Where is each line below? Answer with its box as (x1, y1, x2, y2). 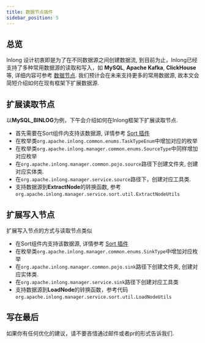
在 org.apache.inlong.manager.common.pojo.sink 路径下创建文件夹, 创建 (15, 263, 193, 270)
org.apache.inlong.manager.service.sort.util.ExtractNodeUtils (15, 191, 181, 198)
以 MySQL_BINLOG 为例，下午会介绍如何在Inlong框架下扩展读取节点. (6, 117, 179, 124)
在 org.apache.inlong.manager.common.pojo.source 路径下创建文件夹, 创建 (15, 160, 198, 168)
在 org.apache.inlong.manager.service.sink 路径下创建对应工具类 (15, 278, 179, 285)
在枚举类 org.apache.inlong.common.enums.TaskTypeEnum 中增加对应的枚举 (15, 137, 198, 145)
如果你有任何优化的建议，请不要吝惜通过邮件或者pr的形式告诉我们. (6, 330, 174, 337)
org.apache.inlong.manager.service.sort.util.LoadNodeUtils (15, 294, 172, 300)
